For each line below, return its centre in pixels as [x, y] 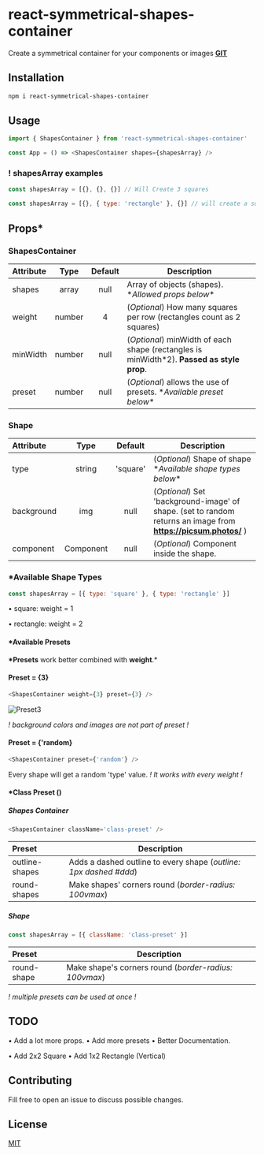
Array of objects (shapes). [175, 284]
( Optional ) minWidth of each [179, 339]
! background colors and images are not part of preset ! [99, 725]
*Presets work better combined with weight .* [83, 659]
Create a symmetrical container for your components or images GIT [118, 53]
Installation [36, 78]
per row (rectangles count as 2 [184, 317]
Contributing [40, 1080]
